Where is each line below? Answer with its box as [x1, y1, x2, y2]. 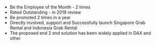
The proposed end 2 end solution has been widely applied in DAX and [9, 30, 151, 36]
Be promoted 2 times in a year [9, 15, 71, 20]
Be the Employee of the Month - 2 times [9, 4, 91, 10]
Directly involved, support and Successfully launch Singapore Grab [9, 20, 146, 25]
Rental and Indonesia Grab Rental [9, 25, 78, 31]
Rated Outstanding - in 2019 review [9, 9, 81, 15]
